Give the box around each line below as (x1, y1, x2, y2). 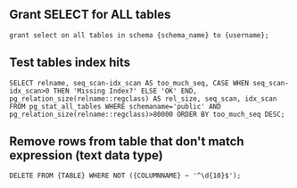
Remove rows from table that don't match (9, 134, 244, 150)
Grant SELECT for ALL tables (9, 7, 171, 22)
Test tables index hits (9, 55, 131, 70)
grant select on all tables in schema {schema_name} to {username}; (9, 30, 269, 39)
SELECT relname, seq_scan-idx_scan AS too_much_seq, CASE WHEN (9, 78, 250, 87)
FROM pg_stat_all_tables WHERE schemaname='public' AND (9, 102, 221, 110)
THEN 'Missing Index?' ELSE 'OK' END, (53, 86, 198, 95)
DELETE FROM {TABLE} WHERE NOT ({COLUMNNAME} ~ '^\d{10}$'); (9, 171, 242, 181)
